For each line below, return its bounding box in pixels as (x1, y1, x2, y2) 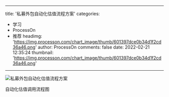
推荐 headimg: (12, 33, 43, 39)
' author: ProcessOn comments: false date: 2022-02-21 (35, 44, 150, 50)
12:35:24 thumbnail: (12, 50, 54, 56)
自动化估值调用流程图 (5, 86, 49, 92)
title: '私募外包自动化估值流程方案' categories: (5, 11, 100, 17)
